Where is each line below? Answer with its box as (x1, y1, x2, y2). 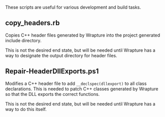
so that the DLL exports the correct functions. (5, 91, 100, 97)
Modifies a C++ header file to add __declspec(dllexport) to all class (5, 80, 147, 86)
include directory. (5, 37, 42, 43)
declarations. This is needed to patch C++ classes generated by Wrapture (5, 85, 158, 92)
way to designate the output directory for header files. (5, 52, 117, 58)
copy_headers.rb (5, 19, 60, 27)
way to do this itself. (5, 106, 47, 112)
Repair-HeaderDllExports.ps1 (5, 67, 99, 76)
